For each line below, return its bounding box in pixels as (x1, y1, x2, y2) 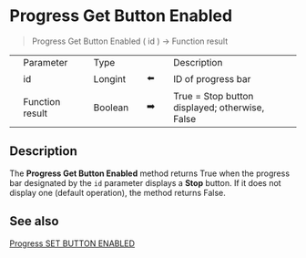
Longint (93, 73, 127, 86)
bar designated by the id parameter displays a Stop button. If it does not (9, 177, 281, 188)
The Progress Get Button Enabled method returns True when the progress (9, 168, 290, 179)
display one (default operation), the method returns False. (9, 187, 226, 198)
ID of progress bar (172, 73, 251, 86)
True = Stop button (172, 89, 254, 102)
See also (9, 213, 59, 229)
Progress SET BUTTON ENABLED (9, 238, 135, 249)
